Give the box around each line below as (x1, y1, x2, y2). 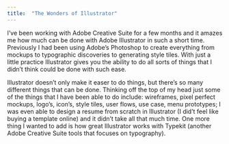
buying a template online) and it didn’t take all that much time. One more (7, 114, 211, 123)
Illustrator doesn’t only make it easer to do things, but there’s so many (7, 78, 204, 86)
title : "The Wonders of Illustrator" (7, 10, 118, 17)
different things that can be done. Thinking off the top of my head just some (7, 85, 221, 93)
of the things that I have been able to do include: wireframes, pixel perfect (7, 93, 215, 101)
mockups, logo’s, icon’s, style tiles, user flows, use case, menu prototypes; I (7, 100, 221, 108)
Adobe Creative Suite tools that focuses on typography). (7, 129, 166, 137)
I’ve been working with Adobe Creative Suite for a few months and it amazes (7, 29, 223, 37)
